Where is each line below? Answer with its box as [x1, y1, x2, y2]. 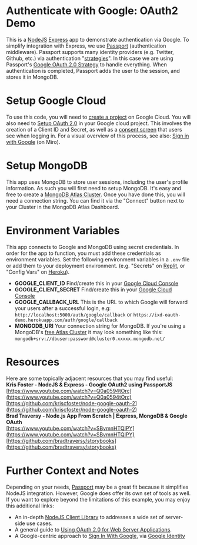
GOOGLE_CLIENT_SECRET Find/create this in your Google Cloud [14, 286, 172, 293]
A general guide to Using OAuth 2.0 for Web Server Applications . [14, 526, 172, 533]
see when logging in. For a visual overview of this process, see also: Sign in [6, 132, 189, 139]
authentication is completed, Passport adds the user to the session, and [6, 67, 181, 74]
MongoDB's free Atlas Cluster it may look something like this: [14, 328, 163, 335]
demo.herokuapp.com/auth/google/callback [14, 317, 118, 323]
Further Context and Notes [6, 464, 139, 477]
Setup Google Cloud [6, 94, 106, 107]
